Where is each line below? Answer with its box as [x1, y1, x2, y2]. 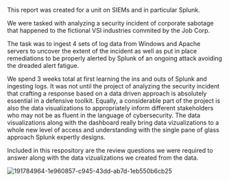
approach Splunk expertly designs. [7, 133, 106, 141]
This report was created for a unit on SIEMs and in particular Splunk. [7, 6, 200, 14]
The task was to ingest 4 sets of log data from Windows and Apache [7, 40, 201, 47]
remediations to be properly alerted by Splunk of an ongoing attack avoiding [7, 54, 223, 62]
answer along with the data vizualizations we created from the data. [7, 154, 199, 162]
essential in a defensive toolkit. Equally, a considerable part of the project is [7, 97, 221, 105]
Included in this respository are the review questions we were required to [7, 147, 214, 154]
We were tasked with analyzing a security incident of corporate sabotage [7, 19, 214, 27]
